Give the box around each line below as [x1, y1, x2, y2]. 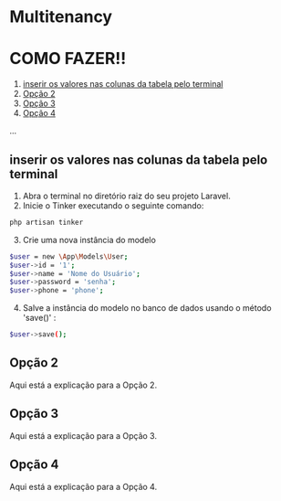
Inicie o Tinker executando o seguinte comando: [22, 199, 204, 211]
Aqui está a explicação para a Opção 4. [9, 481, 158, 492]
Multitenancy [9, 6, 112, 27]
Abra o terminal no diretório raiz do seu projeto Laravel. [22, 190, 231, 201]
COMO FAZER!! [9, 48, 127, 69]
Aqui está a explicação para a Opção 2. [9, 379, 158, 390]
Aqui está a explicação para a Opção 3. [9, 430, 158, 441]
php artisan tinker [9, 218, 84, 227]
